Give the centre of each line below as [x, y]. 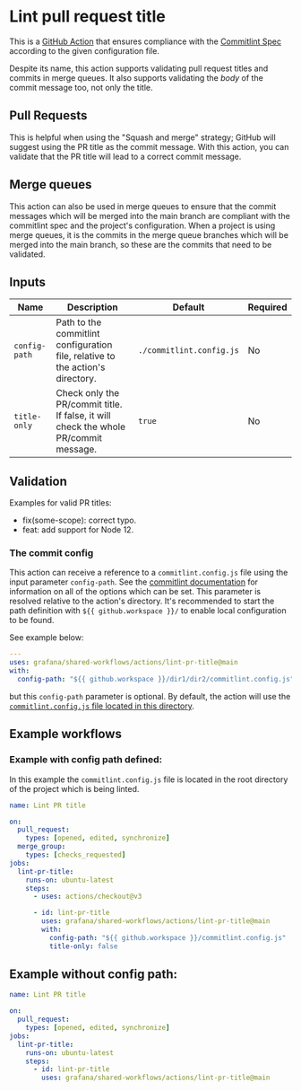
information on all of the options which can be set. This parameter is [135, 592]
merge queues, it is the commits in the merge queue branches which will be [149, 234]
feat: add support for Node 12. [78, 530]
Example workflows [66, 734]
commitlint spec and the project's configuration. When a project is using [142, 225]
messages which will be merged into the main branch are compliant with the [150, 216]
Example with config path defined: [86, 760]
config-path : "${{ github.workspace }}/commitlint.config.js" [168, 937]
